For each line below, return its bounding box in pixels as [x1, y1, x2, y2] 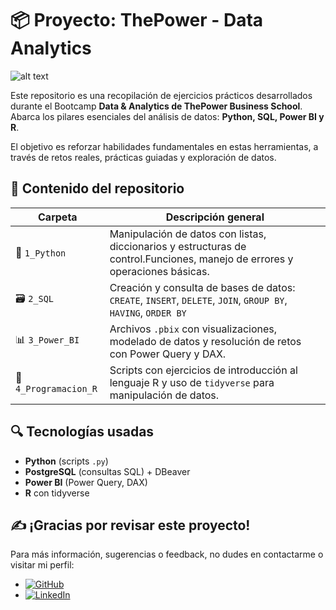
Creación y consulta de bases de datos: [109, 280, 296, 294]
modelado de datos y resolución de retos [109, 334, 302, 348]
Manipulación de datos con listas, [109, 227, 267, 241]
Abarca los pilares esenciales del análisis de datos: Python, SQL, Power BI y [10, 110, 325, 122]
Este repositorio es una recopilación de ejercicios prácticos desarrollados [10, 89, 313, 101]
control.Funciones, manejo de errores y [109, 252, 294, 266]
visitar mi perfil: [10, 559, 75, 571]
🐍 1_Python [15, 245, 67, 259]
